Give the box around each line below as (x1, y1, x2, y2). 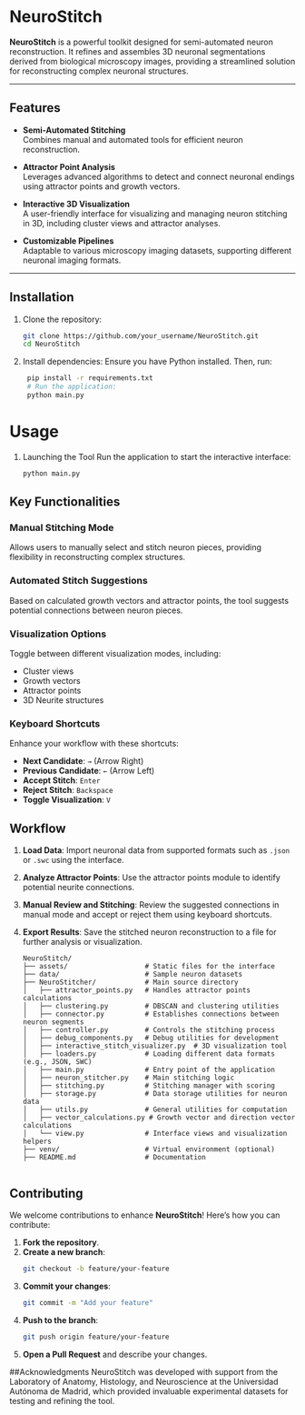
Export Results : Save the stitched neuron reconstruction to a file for (22, 927, 277, 938)
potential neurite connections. (22, 882, 135, 893)
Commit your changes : (22, 1280, 111, 1291)
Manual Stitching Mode (9, 521, 114, 534)
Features (9, 100, 61, 115)
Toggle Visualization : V (22, 794, 111, 806)
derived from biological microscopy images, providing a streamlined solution (9, 55, 296, 66)
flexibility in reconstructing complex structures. (9, 552, 186, 563)
